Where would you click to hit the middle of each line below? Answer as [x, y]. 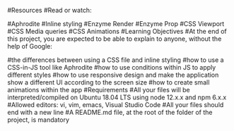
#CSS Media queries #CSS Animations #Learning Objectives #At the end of [117, 31]
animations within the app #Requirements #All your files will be [99, 90]
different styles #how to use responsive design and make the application [113, 75]
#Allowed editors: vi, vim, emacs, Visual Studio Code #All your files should [116, 105]
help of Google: [30, 46]
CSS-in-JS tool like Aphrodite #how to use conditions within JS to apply [112, 67]
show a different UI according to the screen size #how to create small [109, 82]
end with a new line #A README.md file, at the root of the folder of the [110, 112]
